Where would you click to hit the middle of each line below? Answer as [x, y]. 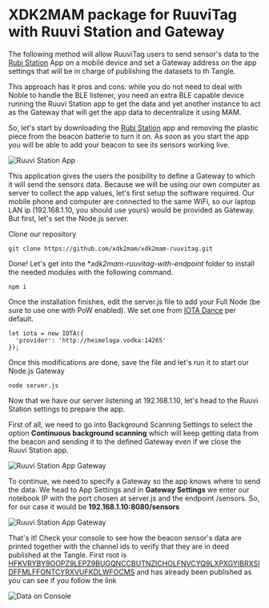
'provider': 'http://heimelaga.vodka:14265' [91, 340]
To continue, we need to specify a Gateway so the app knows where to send [134, 481]
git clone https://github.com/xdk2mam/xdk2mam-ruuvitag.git [111, 249]
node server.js [34, 385]
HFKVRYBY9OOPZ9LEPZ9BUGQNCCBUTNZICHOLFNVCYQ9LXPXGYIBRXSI [134, 563]
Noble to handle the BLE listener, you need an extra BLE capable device [126, 95]
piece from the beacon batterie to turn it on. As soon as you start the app [129, 136]
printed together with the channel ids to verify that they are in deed [119, 546]
